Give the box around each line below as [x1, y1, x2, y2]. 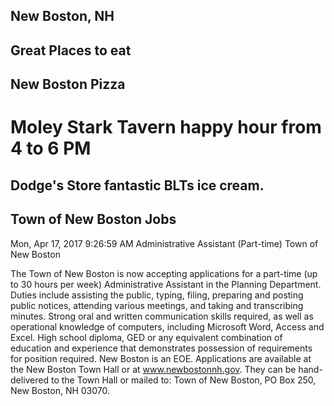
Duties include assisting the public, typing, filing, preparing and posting [10, 289, 304, 301]
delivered [10, 374, 50, 386]
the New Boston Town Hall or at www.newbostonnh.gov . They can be [10, 363, 297, 375]
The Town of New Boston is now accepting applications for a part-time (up [10, 267, 318, 279]
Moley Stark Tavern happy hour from [10, 116, 322, 139]
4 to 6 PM [10, 137, 92, 160]
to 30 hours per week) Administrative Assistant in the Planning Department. [10, 278, 322, 290]
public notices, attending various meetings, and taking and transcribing [10, 299, 304, 311]
